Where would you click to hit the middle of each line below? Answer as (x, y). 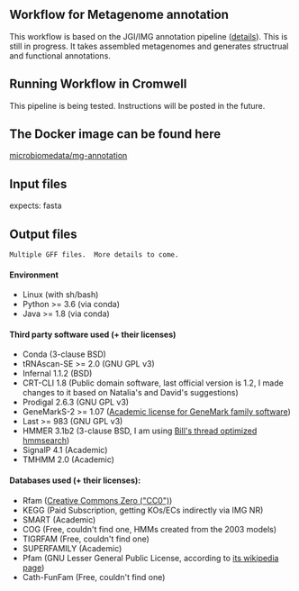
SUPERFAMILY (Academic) (72, 548)
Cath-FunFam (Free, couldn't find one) (94, 577)
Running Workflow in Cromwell (98, 84)
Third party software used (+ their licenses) (93, 334)
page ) (33, 568)
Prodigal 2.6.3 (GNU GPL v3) (75, 402)
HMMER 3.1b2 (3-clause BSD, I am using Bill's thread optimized (140, 431)
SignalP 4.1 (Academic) (65, 450)
